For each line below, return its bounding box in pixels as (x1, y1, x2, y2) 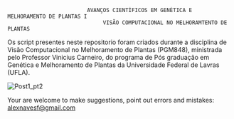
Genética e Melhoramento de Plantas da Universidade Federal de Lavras (7, 61, 220, 69)
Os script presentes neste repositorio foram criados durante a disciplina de (7, 38, 228, 46)
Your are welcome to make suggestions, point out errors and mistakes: (7, 96, 215, 104)
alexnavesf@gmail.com (7, 103, 76, 112)
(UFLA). (7, 68, 31, 76)
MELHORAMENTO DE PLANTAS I (7, 13, 87, 20)
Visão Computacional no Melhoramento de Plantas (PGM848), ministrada (7, 46, 223, 53)
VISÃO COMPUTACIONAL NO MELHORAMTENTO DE (102, 19, 228, 26)
